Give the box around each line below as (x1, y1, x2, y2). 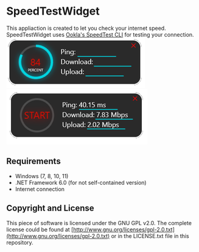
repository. (6, 239, 33, 246)
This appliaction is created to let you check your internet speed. (6, 24, 166, 32)
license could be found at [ (6, 226, 74, 233)
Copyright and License (6, 203, 94, 214)
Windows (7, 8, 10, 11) (15, 172, 69, 179)
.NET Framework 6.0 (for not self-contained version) (15, 179, 147, 186)
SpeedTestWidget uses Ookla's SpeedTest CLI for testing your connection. (6, 31, 194, 38)
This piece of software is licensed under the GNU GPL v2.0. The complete (6, 219, 192, 226)
